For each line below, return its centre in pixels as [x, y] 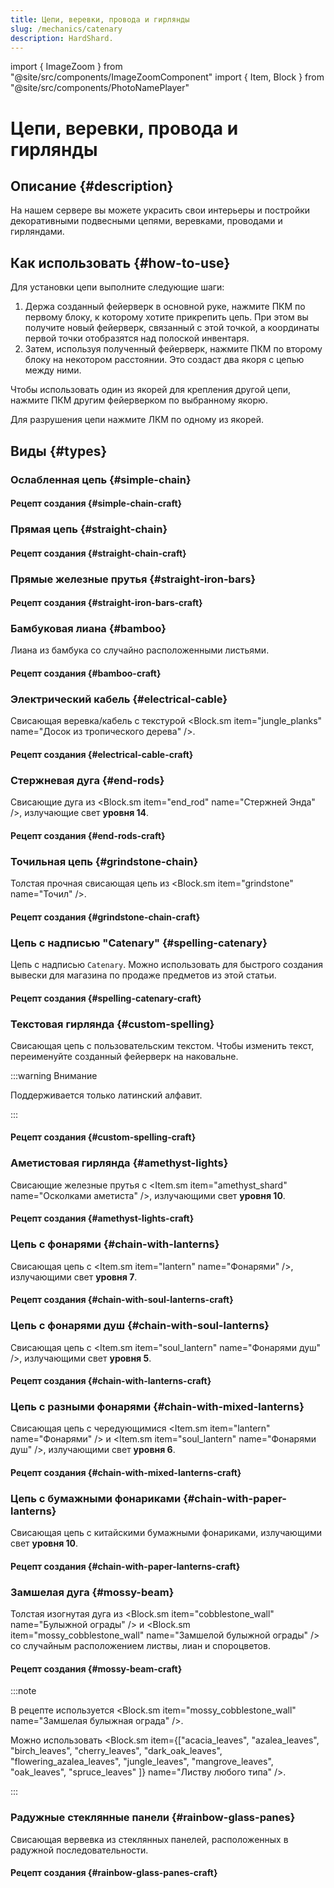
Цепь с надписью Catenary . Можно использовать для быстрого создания [167, 964]
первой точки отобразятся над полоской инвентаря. [137, 338]
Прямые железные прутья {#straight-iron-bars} [133, 579]
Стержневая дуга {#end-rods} [87, 780]
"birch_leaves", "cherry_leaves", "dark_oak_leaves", [116, 1751]
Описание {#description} [92, 186]
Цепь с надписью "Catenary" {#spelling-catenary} [139, 943]
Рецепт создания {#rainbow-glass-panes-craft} [114, 1873]
